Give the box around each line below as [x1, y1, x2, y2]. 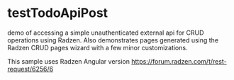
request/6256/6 [7, 64, 54, 73]
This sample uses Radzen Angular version [7, 57, 130, 65]
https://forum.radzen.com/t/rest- [130, 57, 227, 65]
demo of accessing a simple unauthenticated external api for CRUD [7, 28, 204, 37]
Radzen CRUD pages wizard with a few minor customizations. [7, 43, 188, 52]
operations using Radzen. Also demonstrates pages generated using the [7, 35, 218, 44]
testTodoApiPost [7, 5, 108, 21]
